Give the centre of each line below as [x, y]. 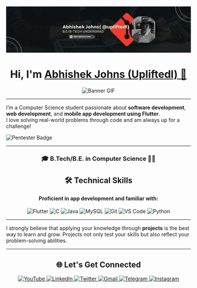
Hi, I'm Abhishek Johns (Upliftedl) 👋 [98, 74]
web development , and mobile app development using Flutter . [83, 113]
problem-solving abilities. [37, 240]
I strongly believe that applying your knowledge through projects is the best [98, 228]
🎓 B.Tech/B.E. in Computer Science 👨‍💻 [98, 158]
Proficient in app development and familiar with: [98, 198]
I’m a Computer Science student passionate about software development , [96, 107]
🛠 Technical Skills [98, 180]
